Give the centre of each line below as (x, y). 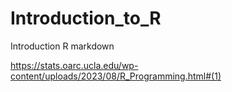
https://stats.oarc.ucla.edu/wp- (74, 65)
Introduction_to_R (86, 18)
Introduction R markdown (62, 46)
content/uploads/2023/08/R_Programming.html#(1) (116, 76)
